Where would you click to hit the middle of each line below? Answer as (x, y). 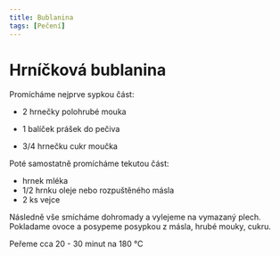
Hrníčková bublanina (88, 70)
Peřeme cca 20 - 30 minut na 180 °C (76, 244)
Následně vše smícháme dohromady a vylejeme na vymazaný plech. (135, 217)
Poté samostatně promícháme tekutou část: (89, 164)
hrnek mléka (45, 181)
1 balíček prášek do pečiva (71, 129)
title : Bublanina (41, 17)
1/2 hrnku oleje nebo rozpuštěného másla (98, 190)
